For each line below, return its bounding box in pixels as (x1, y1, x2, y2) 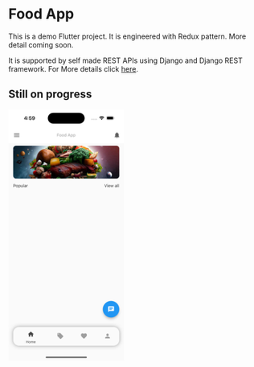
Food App (8, 5, 75, 23)
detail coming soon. (8, 39, 74, 49)
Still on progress (8, 88, 92, 101)
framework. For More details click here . (8, 64, 139, 73)
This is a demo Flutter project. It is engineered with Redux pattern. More (8, 31, 247, 41)
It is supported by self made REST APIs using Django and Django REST (8, 56, 243, 65)
